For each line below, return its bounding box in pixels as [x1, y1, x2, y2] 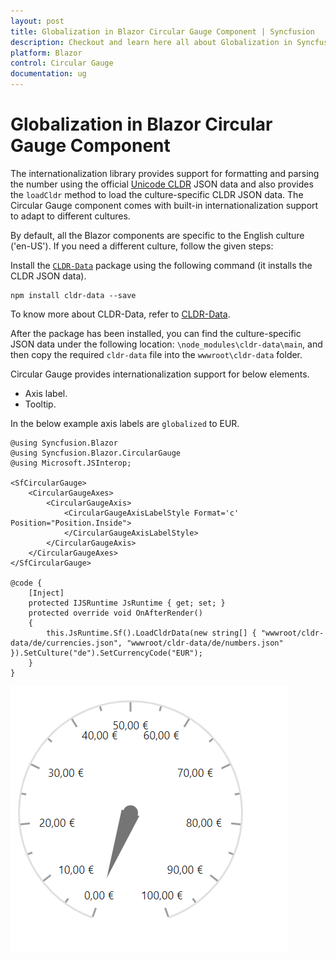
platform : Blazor [10, 48, 83, 58]
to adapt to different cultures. [10, 210, 131, 222]
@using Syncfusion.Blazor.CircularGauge [10, 448, 182, 458]
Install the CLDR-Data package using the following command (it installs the [10, 259, 313, 271]
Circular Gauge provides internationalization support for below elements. [10, 368, 310, 380]
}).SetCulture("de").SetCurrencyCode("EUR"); [10, 648, 203, 658]
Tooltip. [24, 398, 57, 410]
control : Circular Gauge [10, 58, 114, 69]
